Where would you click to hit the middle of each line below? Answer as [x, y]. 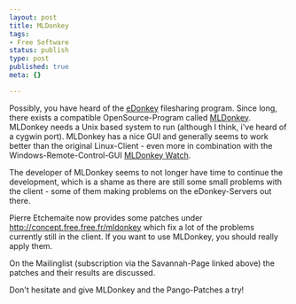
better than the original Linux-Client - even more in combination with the [141, 145]
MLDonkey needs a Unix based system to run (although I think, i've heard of [148, 127]
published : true [39, 67]
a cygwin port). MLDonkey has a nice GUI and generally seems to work [139, 136]
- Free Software [39, 42]
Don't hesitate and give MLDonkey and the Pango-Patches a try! [127, 290]
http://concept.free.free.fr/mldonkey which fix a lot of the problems [132, 227]
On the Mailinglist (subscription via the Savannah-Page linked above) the [142, 263]
